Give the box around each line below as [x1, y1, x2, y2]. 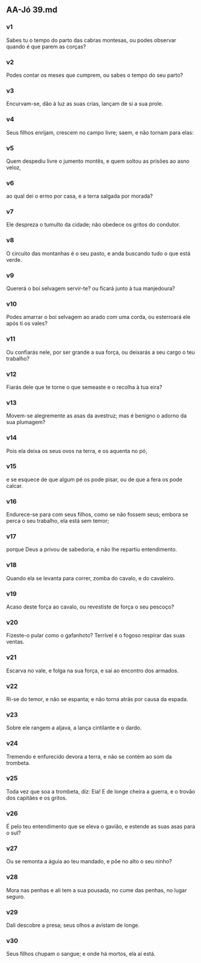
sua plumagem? [6, 419, 46, 426]
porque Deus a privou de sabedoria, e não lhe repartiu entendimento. [6, 546, 178, 553]
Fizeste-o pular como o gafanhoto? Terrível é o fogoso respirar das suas [6, 632, 185, 639]
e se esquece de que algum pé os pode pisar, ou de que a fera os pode [6, 476, 183, 483]
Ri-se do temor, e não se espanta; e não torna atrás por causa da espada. [6, 695, 188, 702]
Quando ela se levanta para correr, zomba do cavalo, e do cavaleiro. [6, 574, 175, 582]
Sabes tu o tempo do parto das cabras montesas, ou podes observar [6, 36, 177, 44]
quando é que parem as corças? [6, 43, 86, 50]
